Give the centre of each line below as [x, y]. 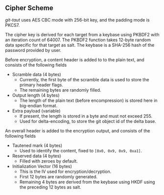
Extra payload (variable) [36, 111]
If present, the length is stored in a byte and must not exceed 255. [86, 116]
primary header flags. [41, 85]
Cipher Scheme [29, 8]
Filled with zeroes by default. [49, 161]
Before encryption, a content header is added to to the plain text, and [75, 60]
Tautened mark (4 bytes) [37, 145]
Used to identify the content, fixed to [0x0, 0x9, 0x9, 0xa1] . [81, 150]
